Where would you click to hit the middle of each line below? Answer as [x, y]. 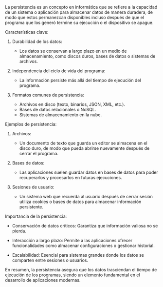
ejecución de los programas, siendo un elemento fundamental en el [72, 275]
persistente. [31, 207]
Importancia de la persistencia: [36, 216]
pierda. [19, 231]
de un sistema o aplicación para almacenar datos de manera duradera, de [79, 12]
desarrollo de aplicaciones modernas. [43, 280]
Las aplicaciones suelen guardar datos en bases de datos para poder [89, 172]
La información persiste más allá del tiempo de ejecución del [80, 80]
